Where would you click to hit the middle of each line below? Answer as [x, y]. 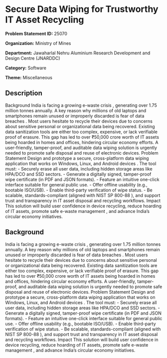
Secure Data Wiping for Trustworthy [82, 9]
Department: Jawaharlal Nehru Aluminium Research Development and [78, 53]
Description [24, 93]
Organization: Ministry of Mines [38, 43]
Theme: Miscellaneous [29, 77]
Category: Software [26, 68]
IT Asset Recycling [45, 20]
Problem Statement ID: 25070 [36, 33]
